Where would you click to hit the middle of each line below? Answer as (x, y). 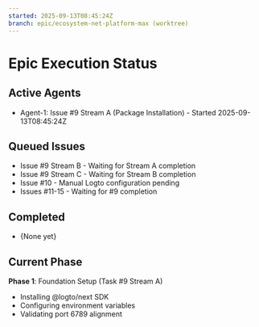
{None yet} (38, 237)
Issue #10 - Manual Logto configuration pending (99, 183)
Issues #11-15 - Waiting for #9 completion (88, 191)
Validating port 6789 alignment (71, 314)
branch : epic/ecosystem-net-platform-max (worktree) (99, 23)
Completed (37, 217)
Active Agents (45, 93)
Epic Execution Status (83, 63)
